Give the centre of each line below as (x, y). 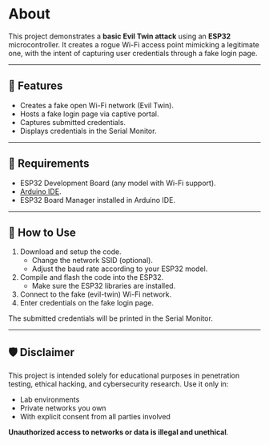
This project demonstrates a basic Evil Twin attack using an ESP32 (120, 36)
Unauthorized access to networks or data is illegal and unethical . (118, 432)
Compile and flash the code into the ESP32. (92, 277)
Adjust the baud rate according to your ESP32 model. (120, 269)
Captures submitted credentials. (73, 122)
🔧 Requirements (49, 164)
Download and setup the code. (70, 252)
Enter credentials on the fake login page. (87, 303)
